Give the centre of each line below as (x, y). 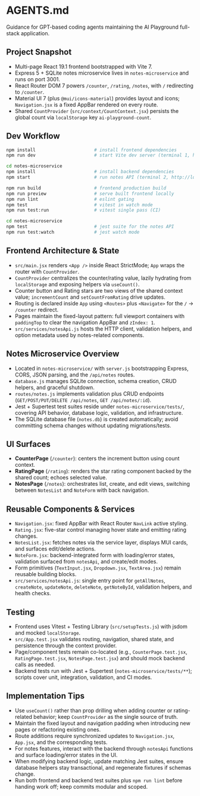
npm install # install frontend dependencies (92, 150)
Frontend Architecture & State (63, 251)
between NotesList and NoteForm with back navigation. (82, 490)
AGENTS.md (38, 10)
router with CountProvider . (47, 271)
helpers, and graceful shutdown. (55, 387)
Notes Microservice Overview (63, 354)
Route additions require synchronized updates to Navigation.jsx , (95, 736)
